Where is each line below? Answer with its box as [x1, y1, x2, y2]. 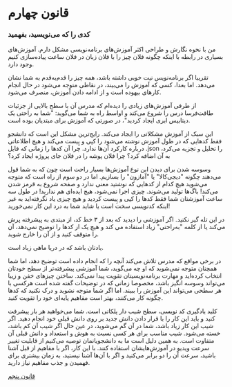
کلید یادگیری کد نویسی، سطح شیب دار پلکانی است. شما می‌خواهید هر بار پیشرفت [8, 307, 217, 316]
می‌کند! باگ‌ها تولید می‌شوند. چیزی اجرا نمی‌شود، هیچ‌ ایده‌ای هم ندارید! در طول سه [8, 187, 219, 195]
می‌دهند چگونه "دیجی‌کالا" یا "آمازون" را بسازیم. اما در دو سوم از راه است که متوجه [8, 172, 222, 181]
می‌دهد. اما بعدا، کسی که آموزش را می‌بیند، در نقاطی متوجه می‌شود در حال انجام [8, 81, 215, 89]
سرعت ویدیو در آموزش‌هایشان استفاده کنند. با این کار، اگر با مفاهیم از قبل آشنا [8, 344, 210, 352]
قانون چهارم [8, 5, 69, 21]
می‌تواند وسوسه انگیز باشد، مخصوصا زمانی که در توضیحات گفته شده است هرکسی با [8, 279, 226, 287]
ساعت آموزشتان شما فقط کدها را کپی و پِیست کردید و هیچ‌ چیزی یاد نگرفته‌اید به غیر [8, 195, 223, 203]
